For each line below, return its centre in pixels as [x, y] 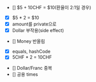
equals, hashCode [31, 51]
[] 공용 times [25, 74]
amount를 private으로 [34, 24]
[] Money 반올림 [29, 41]
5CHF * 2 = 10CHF [32, 57]
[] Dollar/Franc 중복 [32, 68]
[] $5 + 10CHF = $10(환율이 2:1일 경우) [52, 7]
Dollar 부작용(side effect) [38, 31]
